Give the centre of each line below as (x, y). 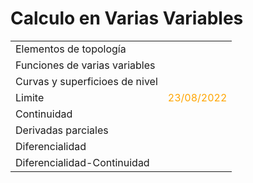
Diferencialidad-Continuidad (82, 162)
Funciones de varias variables (85, 65)
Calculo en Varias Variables (127, 18)
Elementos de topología (71, 49)
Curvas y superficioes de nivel (86, 81)
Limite (30, 97)
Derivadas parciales (62, 130)
